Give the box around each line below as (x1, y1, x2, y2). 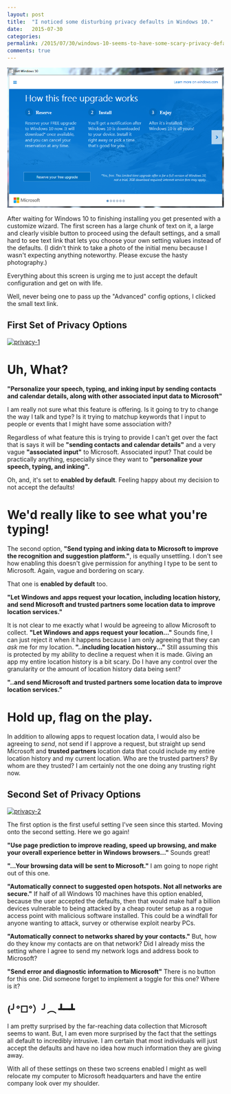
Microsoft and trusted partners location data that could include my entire (7, 747, 215, 755)
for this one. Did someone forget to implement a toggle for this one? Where (7, 974, 220, 983)
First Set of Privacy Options (7, 320, 127, 331)
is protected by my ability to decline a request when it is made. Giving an (7, 650, 213, 658)
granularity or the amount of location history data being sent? (7, 664, 181, 673)
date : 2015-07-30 (7, 25, 63, 32)
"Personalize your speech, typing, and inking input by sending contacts (7, 384, 217, 393)
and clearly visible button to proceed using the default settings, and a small (7, 229, 220, 237)
